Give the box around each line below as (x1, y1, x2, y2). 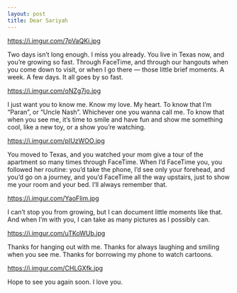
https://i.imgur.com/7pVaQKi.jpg (7, 36, 101, 45)
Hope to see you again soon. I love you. (7, 277, 123, 286)
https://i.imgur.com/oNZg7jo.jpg (7, 86, 101, 95)
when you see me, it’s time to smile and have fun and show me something (7, 115, 224, 124)
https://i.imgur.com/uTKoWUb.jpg (7, 229, 106, 237)
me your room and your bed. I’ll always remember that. (7, 180, 168, 188)
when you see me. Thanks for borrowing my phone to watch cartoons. (7, 250, 214, 258)
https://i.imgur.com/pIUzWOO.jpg (7, 136, 105, 145)
